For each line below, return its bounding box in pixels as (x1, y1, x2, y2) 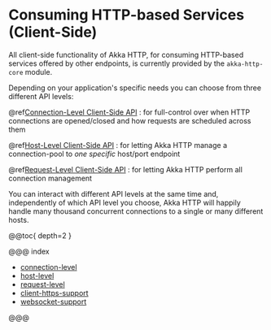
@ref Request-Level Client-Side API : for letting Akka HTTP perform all (8, 164, 243, 174)
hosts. (8, 215, 29, 224)
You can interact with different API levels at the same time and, (8, 189, 219, 198)
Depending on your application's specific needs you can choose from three (8, 83, 262, 93)
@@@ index (8, 246, 50, 256)
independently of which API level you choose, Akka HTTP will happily (8, 198, 242, 207)
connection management (8, 173, 92, 183)
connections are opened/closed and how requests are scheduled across (8, 115, 251, 125)
